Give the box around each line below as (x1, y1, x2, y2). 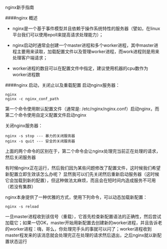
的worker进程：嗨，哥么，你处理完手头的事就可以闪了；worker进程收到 (5, 226, 152, 232)
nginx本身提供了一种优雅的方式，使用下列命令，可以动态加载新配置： (5, 194, 148, 200)
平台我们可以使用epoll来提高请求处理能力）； (12, 32, 104, 37)
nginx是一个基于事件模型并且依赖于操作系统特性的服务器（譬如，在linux (12, 25, 161, 31)
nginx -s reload (5, 204, 39, 209)
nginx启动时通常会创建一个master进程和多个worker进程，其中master (12, 42, 154, 48)
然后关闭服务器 (5, 154, 36, 160)
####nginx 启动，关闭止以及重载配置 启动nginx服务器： (5, 82, 120, 88)
